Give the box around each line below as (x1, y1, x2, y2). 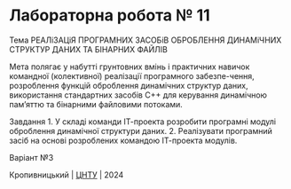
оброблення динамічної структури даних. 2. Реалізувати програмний (9, 125, 272, 136)
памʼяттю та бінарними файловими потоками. (9, 98, 184, 109)
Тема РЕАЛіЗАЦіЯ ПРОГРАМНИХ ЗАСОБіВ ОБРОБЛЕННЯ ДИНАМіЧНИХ (9, 35, 282, 45)
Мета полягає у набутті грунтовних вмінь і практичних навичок (9, 61, 250, 72)
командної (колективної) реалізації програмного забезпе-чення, (9, 70, 255, 81)
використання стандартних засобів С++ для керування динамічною (9, 90, 268, 100)
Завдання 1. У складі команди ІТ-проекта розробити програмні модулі (9, 116, 277, 127)
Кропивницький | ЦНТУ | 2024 (9, 169, 124, 180)
